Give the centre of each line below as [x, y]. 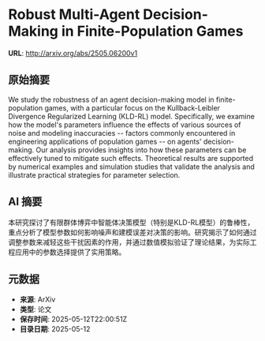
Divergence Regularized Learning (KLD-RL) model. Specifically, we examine [131, 116]
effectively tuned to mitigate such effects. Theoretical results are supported [131, 158]
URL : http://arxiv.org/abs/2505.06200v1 [73, 53]
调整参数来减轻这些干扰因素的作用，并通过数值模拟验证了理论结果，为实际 [129, 242]
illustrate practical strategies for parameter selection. [94, 174]
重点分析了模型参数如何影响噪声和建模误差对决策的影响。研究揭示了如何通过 [132, 232]
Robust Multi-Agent [74, 15]
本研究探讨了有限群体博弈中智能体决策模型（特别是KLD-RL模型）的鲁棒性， [131, 222]
